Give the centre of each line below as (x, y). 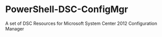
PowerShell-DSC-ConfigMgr (67, 9)
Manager (15, 28)
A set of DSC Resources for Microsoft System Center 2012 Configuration (81, 23)
